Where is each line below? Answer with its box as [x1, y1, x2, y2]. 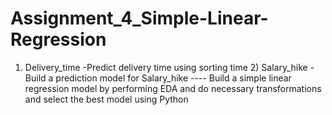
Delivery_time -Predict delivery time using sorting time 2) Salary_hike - [24, 61, 315, 73]
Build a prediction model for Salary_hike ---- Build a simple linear [24, 72, 292, 84]
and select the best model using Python [24, 93, 189, 105]
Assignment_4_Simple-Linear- [10, 7, 269, 30]
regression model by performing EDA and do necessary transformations [24, 82, 322, 94]
